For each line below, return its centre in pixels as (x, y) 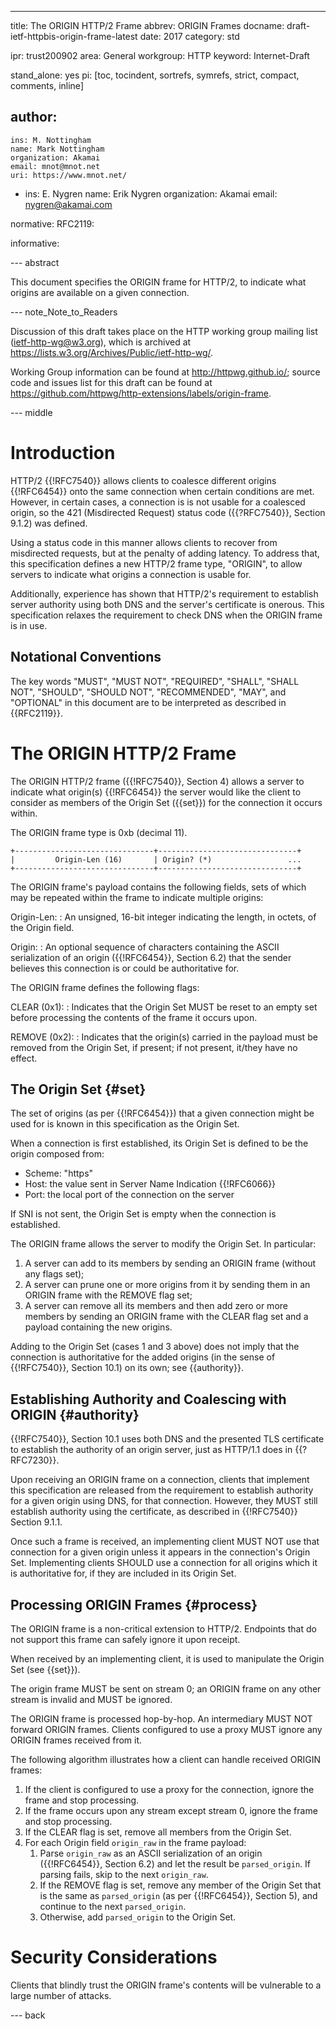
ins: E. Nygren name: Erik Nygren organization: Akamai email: (151, 193)
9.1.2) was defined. (49, 523)
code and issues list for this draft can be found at (111, 382)
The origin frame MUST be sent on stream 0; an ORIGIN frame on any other (166, 1688)
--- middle (31, 412)
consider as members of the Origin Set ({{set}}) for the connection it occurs (166, 802)
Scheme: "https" (59, 1173)
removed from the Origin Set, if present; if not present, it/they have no (154, 1047)
